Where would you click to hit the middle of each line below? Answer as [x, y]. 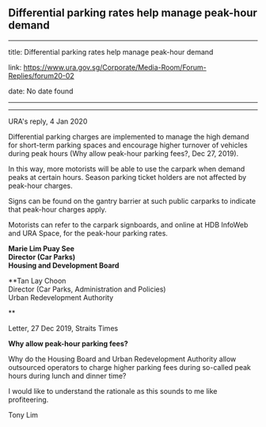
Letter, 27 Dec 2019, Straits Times [63, 328]
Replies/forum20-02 [42, 75]
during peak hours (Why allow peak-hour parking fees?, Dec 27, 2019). [123, 153]
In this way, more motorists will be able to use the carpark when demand [127, 169]
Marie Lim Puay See [42, 248]
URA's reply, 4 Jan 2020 [48, 121]
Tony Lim [23, 414]
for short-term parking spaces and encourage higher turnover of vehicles [128, 145]
